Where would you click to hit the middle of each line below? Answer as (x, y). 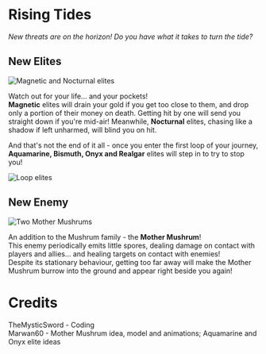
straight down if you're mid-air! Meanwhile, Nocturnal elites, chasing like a (130, 121)
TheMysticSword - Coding (52, 325)
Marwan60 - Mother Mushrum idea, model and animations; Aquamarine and (133, 333)
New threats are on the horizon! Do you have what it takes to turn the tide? (131, 37)
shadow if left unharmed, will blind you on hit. (83, 129)
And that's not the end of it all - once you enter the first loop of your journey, (133, 145)
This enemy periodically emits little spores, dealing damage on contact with (132, 245)
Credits (33, 302)
